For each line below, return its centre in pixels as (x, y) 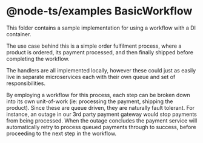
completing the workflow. (38, 59)
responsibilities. (26, 83)
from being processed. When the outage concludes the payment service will (102, 120)
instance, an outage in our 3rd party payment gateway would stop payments (101, 114)
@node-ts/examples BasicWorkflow (99, 11)
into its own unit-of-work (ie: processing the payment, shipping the (90, 101)
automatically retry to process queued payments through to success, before (101, 127)
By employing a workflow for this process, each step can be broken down (98, 95)
